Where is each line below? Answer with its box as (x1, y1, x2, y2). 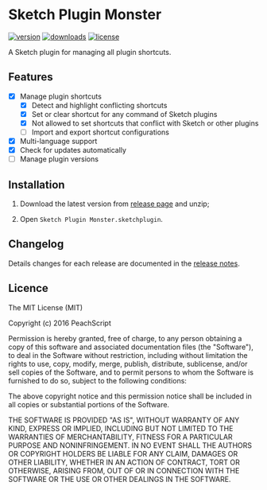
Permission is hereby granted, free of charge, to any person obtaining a (8, 333, 242, 343)
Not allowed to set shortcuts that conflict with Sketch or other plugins (31, 118, 259, 128)
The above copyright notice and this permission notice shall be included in (8, 391, 252, 401)
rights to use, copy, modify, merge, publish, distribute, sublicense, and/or (8, 359, 248, 368)
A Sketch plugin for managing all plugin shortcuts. (8, 47, 172, 56)
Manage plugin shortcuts (19, 91, 102, 101)
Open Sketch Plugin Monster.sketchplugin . (19, 215, 163, 224)
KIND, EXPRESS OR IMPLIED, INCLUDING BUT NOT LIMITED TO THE (8, 423, 234, 433)
